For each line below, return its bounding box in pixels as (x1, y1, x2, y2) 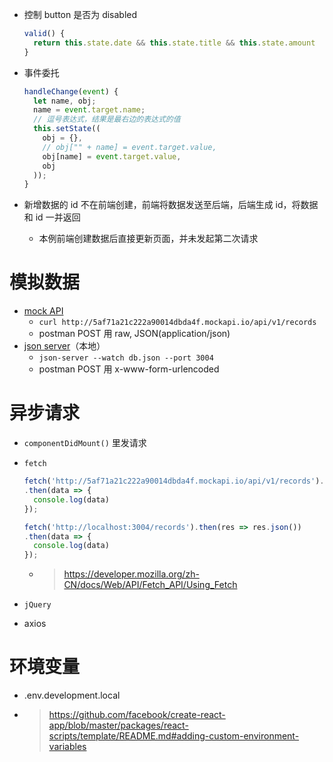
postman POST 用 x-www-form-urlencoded (38, 363, 220, 375)
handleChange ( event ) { (23, 86, 119, 97)
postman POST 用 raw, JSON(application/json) (38, 328, 231, 340)
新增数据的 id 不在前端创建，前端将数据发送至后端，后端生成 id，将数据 (23, 199, 319, 211)
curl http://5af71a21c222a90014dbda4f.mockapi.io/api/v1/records (38, 318, 317, 328)
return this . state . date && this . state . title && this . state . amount (33, 38, 316, 48)
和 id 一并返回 (23, 211, 81, 223)
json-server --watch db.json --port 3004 (38, 353, 214, 363)
